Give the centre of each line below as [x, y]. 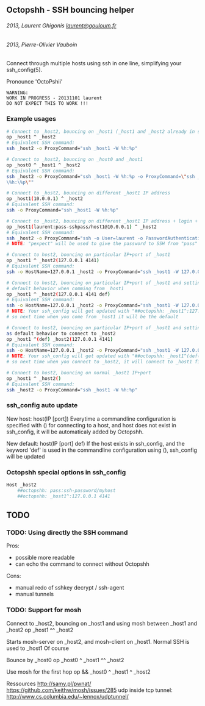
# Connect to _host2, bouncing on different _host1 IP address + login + [102, 221]
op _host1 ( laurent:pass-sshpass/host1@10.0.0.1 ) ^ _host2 [81, 227]
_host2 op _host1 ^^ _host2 [40, 630]
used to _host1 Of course [38, 648]
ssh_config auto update [42, 405]
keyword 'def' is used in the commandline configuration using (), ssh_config [102, 450]
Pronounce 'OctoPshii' [34, 82]
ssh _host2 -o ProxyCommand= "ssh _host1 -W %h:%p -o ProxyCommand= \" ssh [101, 176]
